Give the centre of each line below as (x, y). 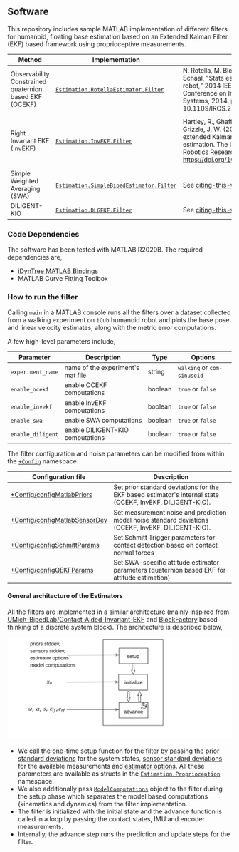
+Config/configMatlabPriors (51, 495)
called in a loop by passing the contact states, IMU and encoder (111, 818)
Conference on (205, 93)
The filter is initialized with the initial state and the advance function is (120, 811)
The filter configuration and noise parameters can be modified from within (116, 453)
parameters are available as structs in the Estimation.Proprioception (119, 774)
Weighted (25, 181)
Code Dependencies (43, 234)
